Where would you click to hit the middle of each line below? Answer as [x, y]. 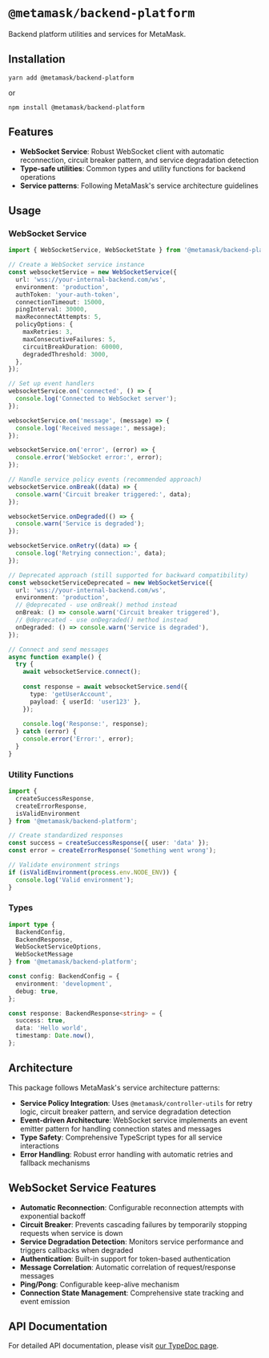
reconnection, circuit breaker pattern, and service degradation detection [139, 160]
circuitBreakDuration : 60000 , [73, 347]
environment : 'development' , [64, 984]
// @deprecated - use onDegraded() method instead [102, 620]
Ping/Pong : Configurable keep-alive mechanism [100, 1284]
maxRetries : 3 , [48, 332]
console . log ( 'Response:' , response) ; [86, 724]
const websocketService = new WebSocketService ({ [93, 272]
